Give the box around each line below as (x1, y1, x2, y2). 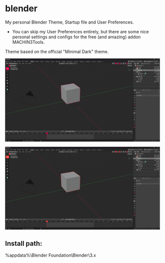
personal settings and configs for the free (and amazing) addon (12, 34, 141, 40)
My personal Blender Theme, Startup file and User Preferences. (5, 19, 134, 25)
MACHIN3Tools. (12, 39, 45, 45)
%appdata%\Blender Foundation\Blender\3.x (5, 252, 96, 258)
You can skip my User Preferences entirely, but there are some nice (12, 28, 149, 34)
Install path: (5, 239, 43, 248)
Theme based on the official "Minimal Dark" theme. (5, 49, 109, 54)
